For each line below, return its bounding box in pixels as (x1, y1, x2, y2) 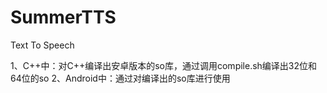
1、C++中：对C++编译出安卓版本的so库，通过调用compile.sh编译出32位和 (10, 59, 318, 71)
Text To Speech (10, 39, 75, 51)
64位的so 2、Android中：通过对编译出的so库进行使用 (10, 72, 231, 84)
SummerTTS (10, 6, 117, 29)
